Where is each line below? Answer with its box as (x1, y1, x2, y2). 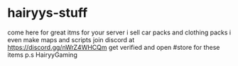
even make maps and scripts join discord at (7, 35, 135, 44)
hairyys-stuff (7, 5, 88, 21)
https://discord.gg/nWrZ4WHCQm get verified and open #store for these (7, 43, 220, 51)
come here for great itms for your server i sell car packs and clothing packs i (7, 28, 232, 37)
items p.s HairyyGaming (7, 51, 78, 59)
